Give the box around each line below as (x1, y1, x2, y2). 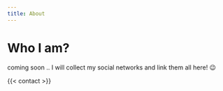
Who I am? (7, 40, 70, 56)
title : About (7, 10, 45, 17)
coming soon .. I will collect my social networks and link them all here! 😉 (7, 63, 217, 72)
